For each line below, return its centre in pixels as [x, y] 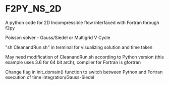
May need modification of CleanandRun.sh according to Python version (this [84, 57]
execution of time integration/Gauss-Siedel [50, 77]
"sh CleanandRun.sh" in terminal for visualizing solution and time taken [79, 47]
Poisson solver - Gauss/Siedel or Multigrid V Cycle [58, 37]
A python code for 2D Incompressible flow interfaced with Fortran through [82, 22]
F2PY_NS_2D [33, 9]
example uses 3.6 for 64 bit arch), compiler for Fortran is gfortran [73, 62]
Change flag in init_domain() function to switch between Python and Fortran [84, 72]
